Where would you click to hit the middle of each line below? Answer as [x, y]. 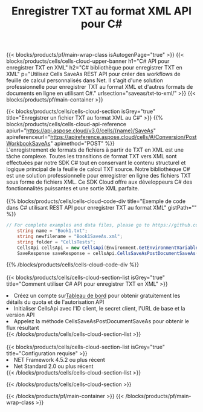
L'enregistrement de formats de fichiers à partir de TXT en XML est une [95, 150]
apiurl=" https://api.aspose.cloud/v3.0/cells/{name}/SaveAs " [81, 130]
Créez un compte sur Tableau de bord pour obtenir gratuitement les [97, 296]
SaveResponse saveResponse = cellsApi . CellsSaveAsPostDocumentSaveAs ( [108, 253]
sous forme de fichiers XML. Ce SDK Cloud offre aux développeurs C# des [99, 182]
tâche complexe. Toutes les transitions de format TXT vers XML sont [92, 156]
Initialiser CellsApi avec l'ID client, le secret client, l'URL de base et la [100, 309]
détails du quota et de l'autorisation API [55, 302]
